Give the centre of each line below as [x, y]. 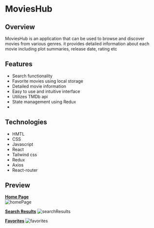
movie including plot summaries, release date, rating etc [61, 49]
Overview [20, 27]
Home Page [17, 197]
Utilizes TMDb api [30, 96]
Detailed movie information [39, 86]
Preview [18, 185]
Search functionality [32, 76]
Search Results [21, 211]
